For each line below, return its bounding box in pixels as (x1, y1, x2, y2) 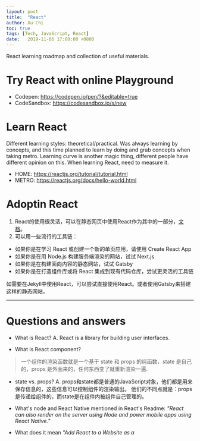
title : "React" (6, 14, 46, 20)
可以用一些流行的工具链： (14, 232, 78, 240)
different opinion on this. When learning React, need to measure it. (6, 159, 169, 166)
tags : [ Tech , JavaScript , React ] (6, 31, 89, 37)
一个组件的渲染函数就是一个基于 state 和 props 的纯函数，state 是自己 (20, 358, 192, 365)
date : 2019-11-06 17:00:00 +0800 (6, 36, 95, 42)
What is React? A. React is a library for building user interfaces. (14, 334, 170, 341)
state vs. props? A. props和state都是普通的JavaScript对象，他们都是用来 (14, 378, 193, 385)
